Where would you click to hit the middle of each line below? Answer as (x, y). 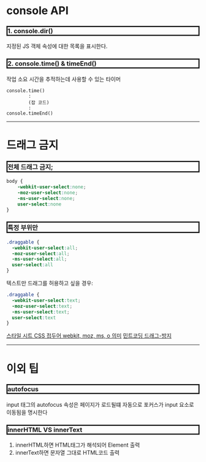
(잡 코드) (39, 102)
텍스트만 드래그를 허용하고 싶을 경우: (50, 283)
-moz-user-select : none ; (48, 193)
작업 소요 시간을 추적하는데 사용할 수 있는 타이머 (64, 79)
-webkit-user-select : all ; (45, 248)
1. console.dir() (30, 31)
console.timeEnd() (30, 113)
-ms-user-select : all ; (40, 259)
